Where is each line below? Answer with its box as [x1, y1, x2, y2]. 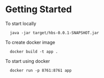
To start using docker [5, 58, 50, 64]
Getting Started [5, 4, 72, 15]
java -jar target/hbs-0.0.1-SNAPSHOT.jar [10, 30, 99, 35]
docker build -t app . [10, 49, 58, 54]
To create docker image [5, 39, 55, 45]
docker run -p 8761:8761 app [10, 68, 72, 73]
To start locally [5, 20, 37, 27]
